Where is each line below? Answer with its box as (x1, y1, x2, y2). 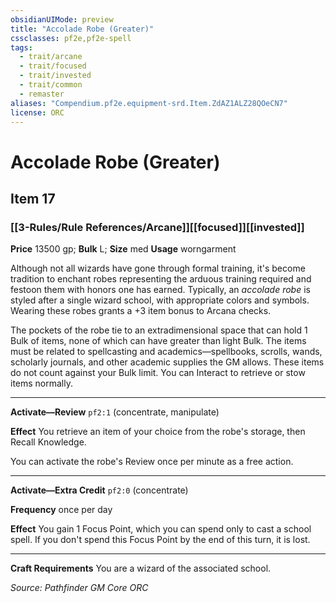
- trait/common (19, 80, 83, 90)
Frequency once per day (10, 504, 113, 516)
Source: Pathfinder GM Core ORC (10, 582, 149, 594)
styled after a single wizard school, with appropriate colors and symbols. (10, 294, 310, 306)
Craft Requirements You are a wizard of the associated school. (10, 562, 272, 575)
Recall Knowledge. (10, 436, 87, 448)
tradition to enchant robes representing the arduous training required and (10, 273, 312, 285)
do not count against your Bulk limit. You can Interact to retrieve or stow (10, 367, 306, 379)
